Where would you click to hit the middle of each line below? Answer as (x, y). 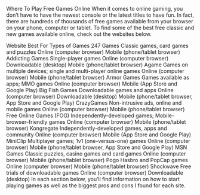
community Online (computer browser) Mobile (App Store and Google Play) (99, 135)
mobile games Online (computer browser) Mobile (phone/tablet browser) (96, 109)
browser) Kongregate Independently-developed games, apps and (87, 128)
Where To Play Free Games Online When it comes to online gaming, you (95, 9)
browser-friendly (27, 122)
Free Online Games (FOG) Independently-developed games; (80, 115)
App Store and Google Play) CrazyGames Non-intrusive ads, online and (94, 103)
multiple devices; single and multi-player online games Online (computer (95, 71)
